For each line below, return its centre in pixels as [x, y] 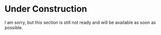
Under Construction [46, 9]
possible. [14, 27]
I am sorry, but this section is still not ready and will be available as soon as [80, 22]
